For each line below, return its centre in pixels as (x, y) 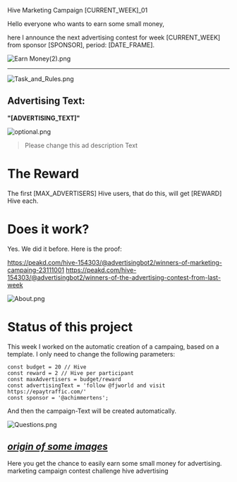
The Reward (43, 174)
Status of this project (70, 327)
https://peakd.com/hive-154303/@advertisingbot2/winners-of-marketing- (115, 262)
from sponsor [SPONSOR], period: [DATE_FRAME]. (81, 45)
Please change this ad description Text (81, 145)
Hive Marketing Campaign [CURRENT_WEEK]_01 (78, 10)
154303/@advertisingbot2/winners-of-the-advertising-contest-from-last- (114, 277)
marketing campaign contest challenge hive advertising (88, 471)
